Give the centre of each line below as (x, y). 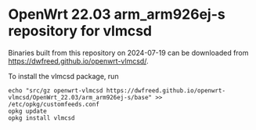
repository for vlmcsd (80, 31)
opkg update (27, 111)
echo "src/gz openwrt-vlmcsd (56, 90)
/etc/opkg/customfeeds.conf (54, 104)
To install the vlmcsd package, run (63, 76)
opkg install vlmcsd (42, 118)
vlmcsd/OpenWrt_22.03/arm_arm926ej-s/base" (80, 97)
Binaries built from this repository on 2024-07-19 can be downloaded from (128, 52)
